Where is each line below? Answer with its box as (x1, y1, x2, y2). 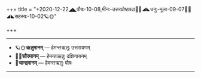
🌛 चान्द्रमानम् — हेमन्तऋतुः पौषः (14, 60, 73, 66)
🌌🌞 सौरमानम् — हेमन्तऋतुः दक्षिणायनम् (14, 52, 87, 60)
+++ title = (6, 6, 33, 13)
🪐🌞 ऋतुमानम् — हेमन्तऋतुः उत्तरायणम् (14, 44, 90, 51)
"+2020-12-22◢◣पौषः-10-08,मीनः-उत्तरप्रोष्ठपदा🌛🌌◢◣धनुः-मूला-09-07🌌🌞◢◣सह (33, 6, 191, 13)
